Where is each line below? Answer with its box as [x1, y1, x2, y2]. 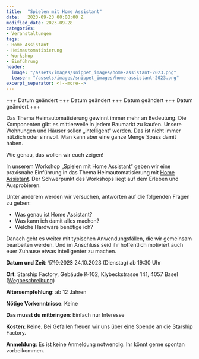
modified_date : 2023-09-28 [6, 20, 73, 26]
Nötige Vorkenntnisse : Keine [6, 300, 78, 307]
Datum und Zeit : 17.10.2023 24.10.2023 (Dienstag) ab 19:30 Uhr [6, 259, 162, 266]
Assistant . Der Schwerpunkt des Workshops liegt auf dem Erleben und [6, 176, 179, 182]
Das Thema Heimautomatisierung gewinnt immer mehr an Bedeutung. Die [6, 115, 187, 122]
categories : [6, 25, 36, 31]
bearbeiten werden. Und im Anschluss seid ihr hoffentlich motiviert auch [6, 242, 184, 248]
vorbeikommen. [6, 347, 45, 354]
